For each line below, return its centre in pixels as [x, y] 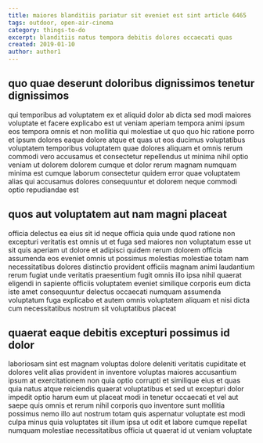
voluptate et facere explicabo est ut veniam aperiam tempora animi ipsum [126, 123]
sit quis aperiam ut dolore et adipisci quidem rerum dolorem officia [115, 250]
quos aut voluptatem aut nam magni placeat [117, 214]
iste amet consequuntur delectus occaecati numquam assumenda [115, 292]
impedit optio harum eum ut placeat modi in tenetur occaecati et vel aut [123, 398]
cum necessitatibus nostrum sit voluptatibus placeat [92, 308]
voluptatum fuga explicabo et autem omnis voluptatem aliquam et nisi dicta [129, 300]
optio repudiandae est [44, 190]
